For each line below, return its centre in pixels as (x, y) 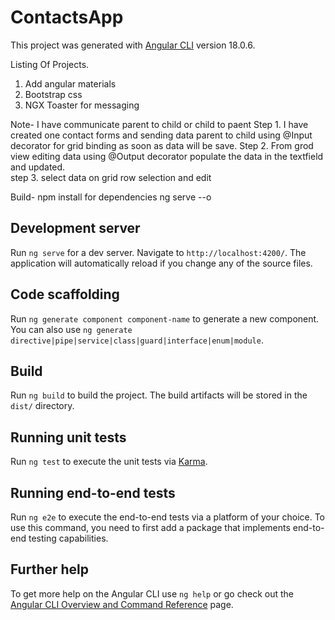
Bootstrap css (53, 94)
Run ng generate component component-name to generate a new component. (165, 318)
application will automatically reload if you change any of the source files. (161, 263)
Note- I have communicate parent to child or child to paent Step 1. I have (159, 124)
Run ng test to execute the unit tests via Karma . (109, 462)
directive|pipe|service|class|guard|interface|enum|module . (137, 340)
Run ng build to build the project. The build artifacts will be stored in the (159, 395)
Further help (50, 569)
